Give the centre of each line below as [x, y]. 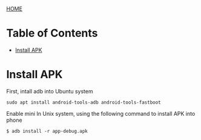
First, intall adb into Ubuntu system [50, 91]
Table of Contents [52, 33]
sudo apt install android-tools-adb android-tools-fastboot [84, 102]
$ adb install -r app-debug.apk [47, 131]
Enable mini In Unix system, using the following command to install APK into [101, 113]
